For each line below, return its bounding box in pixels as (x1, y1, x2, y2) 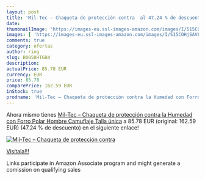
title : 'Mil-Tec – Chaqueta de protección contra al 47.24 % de (6, 15, 176, 21)
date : (6, 20, 20, 26)
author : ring (6, 49, 40, 55)
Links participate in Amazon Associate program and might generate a (6, 159, 181, 167)
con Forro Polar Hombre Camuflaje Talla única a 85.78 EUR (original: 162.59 (6, 117, 196, 125)
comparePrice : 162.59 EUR (6, 83, 72, 89)
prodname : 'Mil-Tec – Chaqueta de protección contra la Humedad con (6, 94, 184, 100)
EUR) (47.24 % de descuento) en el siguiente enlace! (6, 123, 139, 131)
